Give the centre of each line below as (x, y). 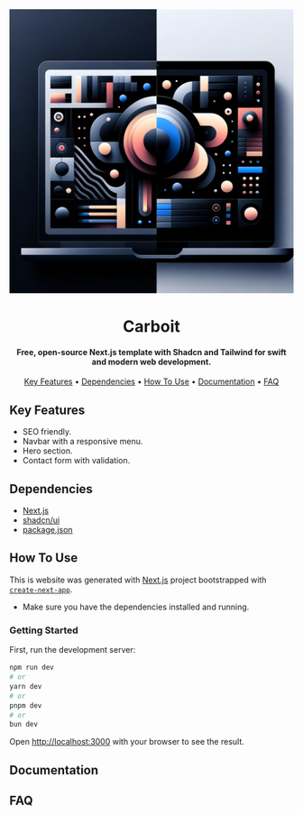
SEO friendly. (47, 432)
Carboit (151, 327)
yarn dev (26, 686)
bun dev (24, 725)
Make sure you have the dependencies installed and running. (136, 607)
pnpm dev (26, 705)
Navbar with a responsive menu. (83, 442)
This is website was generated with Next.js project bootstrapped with (138, 580)
